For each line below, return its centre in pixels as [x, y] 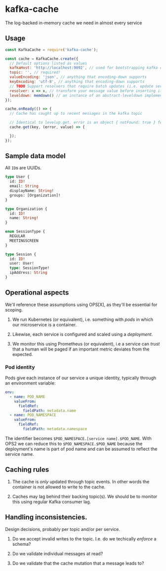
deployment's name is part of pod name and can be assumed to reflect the [81, 449]
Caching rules [27, 470]
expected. [22, 354]
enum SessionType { [25, 232]
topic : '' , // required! [35, 73]
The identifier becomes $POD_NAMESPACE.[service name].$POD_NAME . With [78, 438]
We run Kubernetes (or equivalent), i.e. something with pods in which [83, 319]
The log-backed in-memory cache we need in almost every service [74, 23]
